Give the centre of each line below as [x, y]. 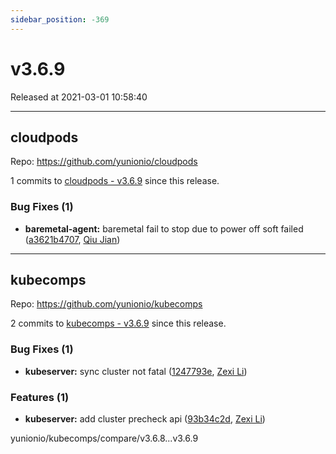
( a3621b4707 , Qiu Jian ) [72, 239]
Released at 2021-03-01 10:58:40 [79, 97]
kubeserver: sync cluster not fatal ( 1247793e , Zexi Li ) [136, 371]
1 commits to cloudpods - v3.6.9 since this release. [115, 181]
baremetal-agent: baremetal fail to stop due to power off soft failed [164, 228]
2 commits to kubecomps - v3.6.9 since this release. [118, 323]
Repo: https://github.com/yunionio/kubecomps [106, 304]
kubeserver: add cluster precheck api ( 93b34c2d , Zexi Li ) [145, 419]
